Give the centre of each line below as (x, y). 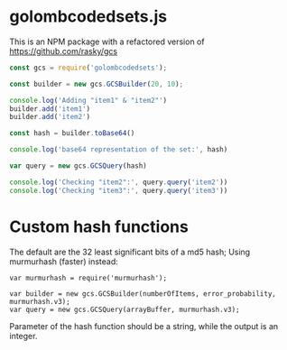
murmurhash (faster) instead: (64, 261)
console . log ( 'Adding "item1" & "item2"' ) (88, 100)
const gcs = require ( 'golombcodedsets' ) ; (88, 68)
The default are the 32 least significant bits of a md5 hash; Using (130, 252)
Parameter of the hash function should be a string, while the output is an (144, 326)
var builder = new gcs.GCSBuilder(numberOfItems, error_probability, (143, 294)
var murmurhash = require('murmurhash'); (88, 278)
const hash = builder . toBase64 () (72, 134)
